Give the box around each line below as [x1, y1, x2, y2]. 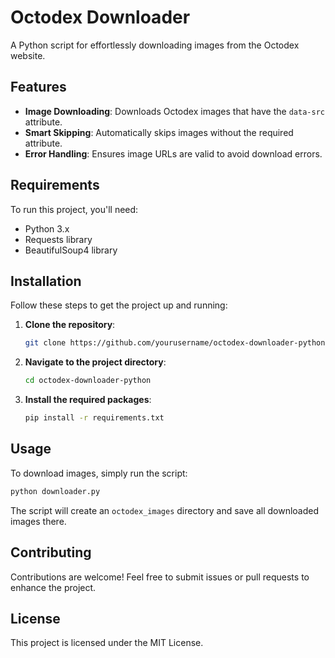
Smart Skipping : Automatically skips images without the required [24, 126, 294, 138]
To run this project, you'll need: [10, 203, 139, 215]
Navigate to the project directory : [24, 356, 167, 368]
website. [10, 49, 46, 61]
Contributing [10, 544, 92, 561]
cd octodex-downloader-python [24, 376, 152, 386]
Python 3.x [24, 222, 70, 235]
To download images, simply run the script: [10, 467, 188, 479]
